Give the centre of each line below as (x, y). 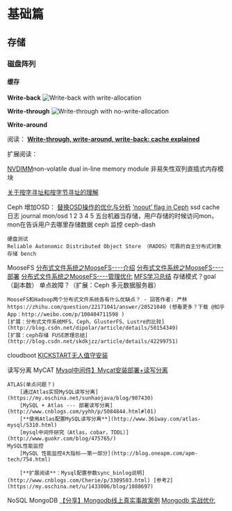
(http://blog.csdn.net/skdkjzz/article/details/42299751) (93, 341)
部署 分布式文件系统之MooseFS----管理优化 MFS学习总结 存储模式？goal (112, 276)
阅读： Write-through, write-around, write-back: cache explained (103, 139)
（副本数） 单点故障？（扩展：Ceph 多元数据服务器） (84, 285)
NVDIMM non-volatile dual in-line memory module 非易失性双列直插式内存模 (116, 169)
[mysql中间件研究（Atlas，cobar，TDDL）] (75, 432)
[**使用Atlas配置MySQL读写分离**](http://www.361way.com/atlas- (110, 419)
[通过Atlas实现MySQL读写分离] (59, 392)
